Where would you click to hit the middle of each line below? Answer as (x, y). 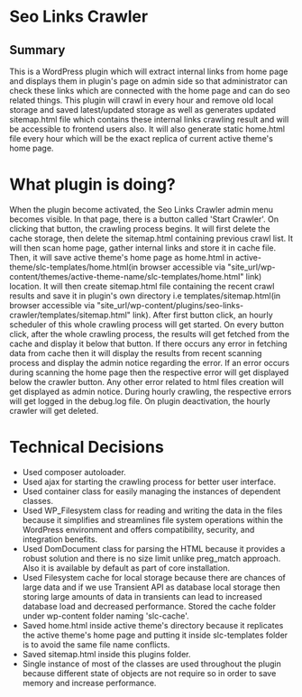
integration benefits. (59, 539)
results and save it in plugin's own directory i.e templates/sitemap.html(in (145, 296)
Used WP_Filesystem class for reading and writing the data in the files (152, 510)
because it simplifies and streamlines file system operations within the (153, 519)
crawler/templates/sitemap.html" (70, 315)
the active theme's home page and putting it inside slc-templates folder (155, 635)
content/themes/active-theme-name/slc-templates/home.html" (127, 276)
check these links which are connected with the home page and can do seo (150, 91)
